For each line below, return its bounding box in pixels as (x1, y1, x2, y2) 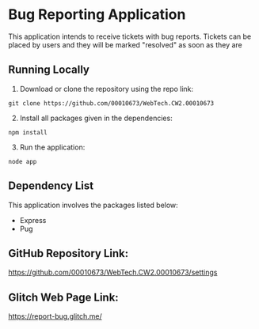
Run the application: (19, 142, 86, 152)
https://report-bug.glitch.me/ (8, 312, 102, 321)
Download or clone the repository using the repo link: (19, 84, 194, 93)
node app (8, 157, 37, 165)
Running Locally (8, 63, 90, 77)
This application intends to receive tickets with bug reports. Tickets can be (8, 32, 252, 41)
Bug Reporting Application (8, 6, 186, 24)
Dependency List (8, 180, 93, 193)
